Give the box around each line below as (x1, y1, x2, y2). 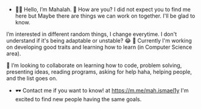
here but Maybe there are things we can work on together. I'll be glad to (15, 12, 196, 19)
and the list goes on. (6, 75, 58, 82)
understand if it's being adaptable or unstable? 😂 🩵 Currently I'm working (6, 37, 192, 44)
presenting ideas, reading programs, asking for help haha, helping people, (6, 68, 192, 76)
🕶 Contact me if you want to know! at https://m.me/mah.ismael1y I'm (15, 87, 189, 94)
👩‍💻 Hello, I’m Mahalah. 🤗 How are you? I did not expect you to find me (15, 6, 191, 13)
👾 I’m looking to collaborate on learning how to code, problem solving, (6, 62, 182, 69)
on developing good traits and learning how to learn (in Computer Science (6, 43, 192, 51)
